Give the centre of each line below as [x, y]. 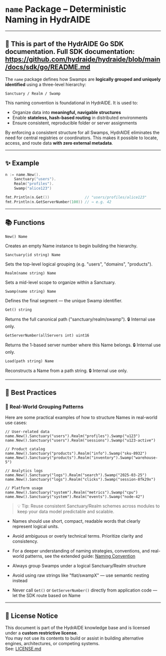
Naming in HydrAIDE [48, 20]
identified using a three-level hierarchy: [46, 84]
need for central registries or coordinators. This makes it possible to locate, [82, 138]
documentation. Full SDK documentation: [70, 52]
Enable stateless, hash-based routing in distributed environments [80, 117]
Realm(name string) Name [31, 273]
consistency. [25, 542]
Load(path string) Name [30, 361]
